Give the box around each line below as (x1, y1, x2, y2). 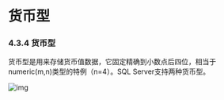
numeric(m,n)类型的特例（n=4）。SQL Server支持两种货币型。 (8, 67, 211, 76)
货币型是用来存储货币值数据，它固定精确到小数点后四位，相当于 (8, 57, 216, 67)
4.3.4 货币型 (8, 37, 56, 48)
